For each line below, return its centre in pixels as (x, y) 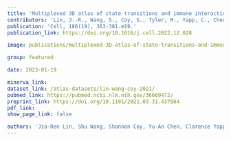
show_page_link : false (40, 114)
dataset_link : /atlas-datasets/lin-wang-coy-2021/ (81, 89)
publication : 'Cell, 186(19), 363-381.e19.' (72, 26)
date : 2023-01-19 (32, 70)
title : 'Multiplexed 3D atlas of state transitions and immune (100, 13)
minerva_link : (27, 83)
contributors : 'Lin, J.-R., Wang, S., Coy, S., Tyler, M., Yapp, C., (109, 20)
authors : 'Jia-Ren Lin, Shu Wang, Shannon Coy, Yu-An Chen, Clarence (109, 127)
